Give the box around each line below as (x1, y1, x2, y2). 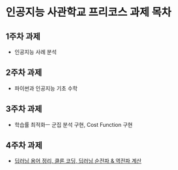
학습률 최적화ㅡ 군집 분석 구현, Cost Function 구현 (14, 121, 133, 128)
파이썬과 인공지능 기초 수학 (14, 85, 78, 92)
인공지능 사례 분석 (14, 49, 57, 55)
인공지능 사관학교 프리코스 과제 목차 (5, 5, 171, 19)
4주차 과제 (5, 141, 43, 151)
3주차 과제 (5, 104, 42, 114)
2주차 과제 (5, 67, 42, 78)
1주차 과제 (5, 31, 40, 41)
